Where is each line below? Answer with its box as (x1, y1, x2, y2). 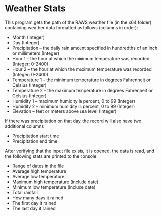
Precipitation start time (12, 133, 59, 139)
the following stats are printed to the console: (5, 153, 98, 159)
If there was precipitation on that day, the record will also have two (5, 118, 142, 124)
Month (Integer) (12, 34, 45, 40)
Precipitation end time (12, 138, 58, 144)
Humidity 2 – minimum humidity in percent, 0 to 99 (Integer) (12, 103, 135, 109)
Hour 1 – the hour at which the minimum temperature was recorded (12, 55, 150, 61)
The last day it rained (12, 205, 56, 211)
